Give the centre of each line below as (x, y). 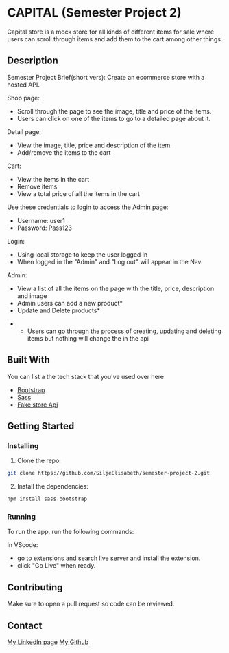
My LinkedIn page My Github (48, 642)
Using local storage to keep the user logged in (82, 254)
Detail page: (24, 131)
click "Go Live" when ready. (56, 566)
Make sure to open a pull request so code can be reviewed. (91, 604)
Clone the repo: (39, 461)
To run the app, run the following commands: (71, 532)
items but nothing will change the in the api (88, 338)
